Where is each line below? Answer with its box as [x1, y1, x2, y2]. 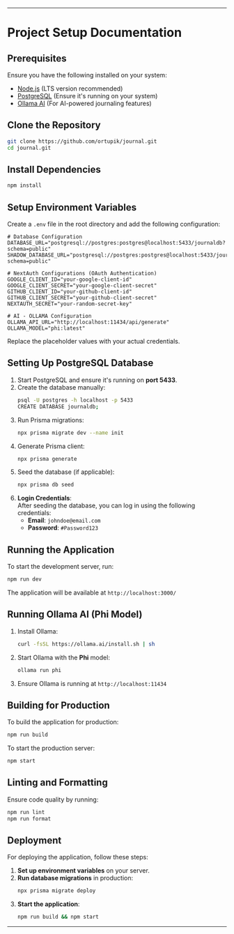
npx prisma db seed [17, 482, 75, 489]
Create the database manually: [17, 383, 106, 391]
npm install [7, 182, 42, 189]
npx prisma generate [17, 455, 77, 462]
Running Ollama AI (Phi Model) [7, 608, 143, 620]
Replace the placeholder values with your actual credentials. [7, 337, 180, 346]
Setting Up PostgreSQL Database [7, 357, 154, 369]
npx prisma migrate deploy [17, 887, 96, 894]
